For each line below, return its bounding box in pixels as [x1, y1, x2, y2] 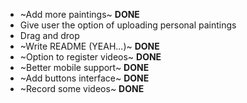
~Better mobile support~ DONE [19, 62, 150, 73]
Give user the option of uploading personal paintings [19, 19, 237, 31]
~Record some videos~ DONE [19, 83, 145, 94]
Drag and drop [19, 30, 80, 41]
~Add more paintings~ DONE [19, 9, 140, 20]
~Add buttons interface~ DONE [19, 72, 150, 84]
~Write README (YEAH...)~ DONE [19, 40, 160, 52]
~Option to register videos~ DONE [19, 51, 162, 63]
